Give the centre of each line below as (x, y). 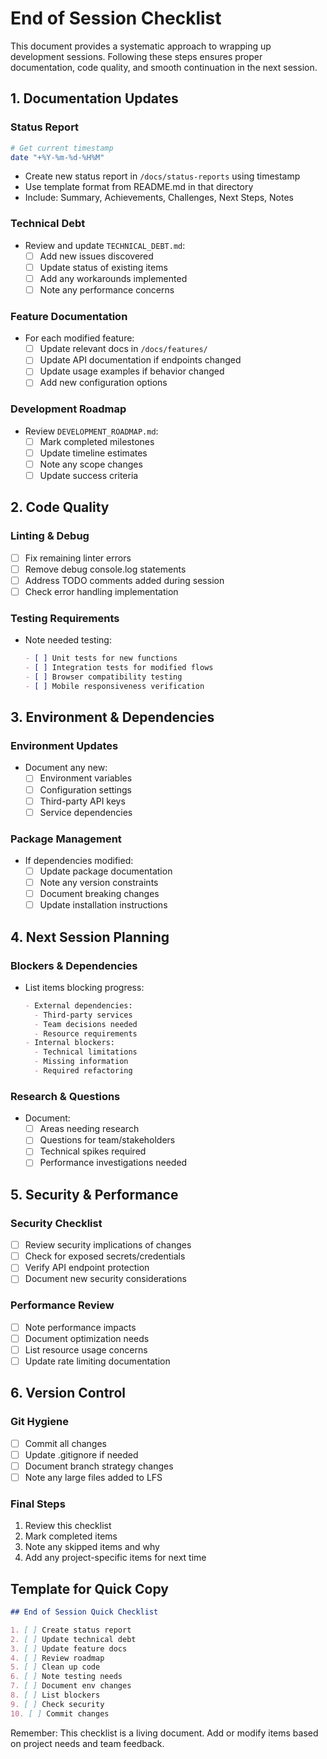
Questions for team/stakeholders (107, 1140)
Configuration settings (85, 789)
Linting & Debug (50, 536)
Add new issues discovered (96, 256)
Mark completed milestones (97, 441)
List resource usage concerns (86, 1349)
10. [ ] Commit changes (60, 1713)
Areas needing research (89, 1129)
